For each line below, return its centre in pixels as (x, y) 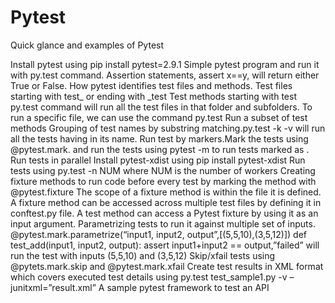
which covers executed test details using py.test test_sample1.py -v (149, 277)
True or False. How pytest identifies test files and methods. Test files (151, 85)
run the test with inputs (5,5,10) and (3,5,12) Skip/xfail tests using (143, 255)
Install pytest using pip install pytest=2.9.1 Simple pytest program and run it (165, 64)
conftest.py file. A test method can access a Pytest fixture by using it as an (164, 213)
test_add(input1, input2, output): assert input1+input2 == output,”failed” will (165, 245)
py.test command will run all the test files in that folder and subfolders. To (161, 107)
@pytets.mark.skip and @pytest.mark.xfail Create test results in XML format (167, 266)
